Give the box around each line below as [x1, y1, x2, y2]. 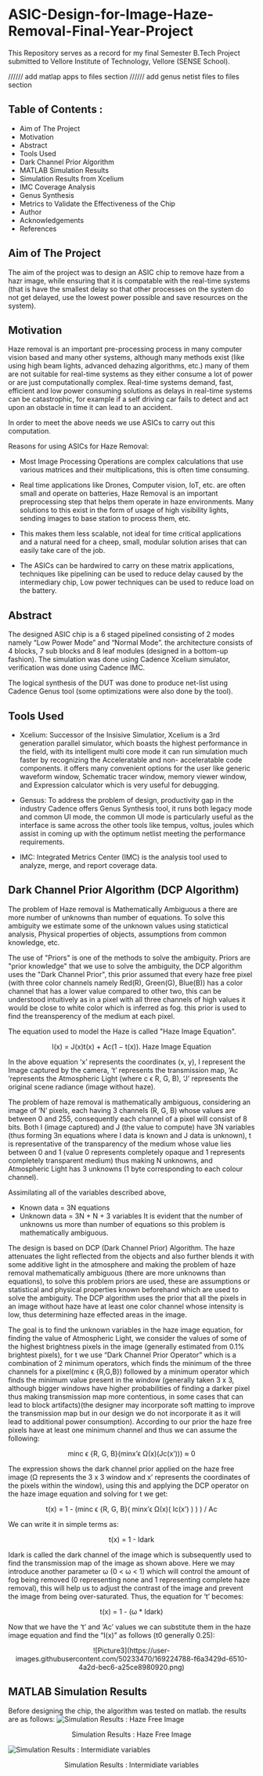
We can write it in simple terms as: [8, 1519, 119, 1529]
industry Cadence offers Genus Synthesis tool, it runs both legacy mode [19, 804, 253, 813]
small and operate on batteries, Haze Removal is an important [19, 489, 218, 498]
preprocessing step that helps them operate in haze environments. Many [19, 497, 254, 507]
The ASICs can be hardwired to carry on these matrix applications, [19, 561, 235, 570]
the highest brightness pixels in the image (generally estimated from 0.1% [8, 1342, 245, 1351]
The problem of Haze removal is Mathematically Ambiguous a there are [8, 904, 238, 914]
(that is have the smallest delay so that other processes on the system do [8, 284, 244, 294]
